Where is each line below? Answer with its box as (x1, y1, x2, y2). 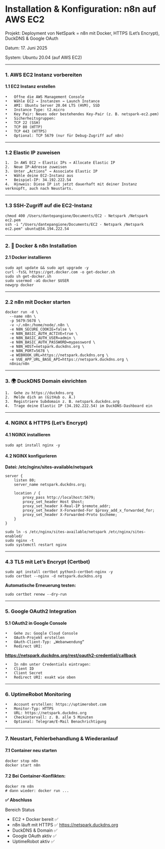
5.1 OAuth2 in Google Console (5, 620, 67, 626)
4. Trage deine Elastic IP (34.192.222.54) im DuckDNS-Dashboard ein (5, 403, 153, 409)
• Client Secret (5, 670, 43, 676)
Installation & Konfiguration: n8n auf (5, 3, 156, 15)
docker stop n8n (5, 758, 38, 763)
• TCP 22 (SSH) (5, 121, 41, 125)
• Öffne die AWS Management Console (5, 94, 84, 99)
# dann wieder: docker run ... (5, 788, 69, 793)
